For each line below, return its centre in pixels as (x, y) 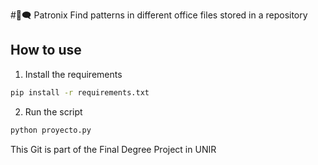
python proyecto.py (51, 130)
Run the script (53, 111)
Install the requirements (73, 74)
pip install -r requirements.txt (80, 92)
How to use (46, 50)
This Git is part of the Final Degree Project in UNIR (113, 149)
